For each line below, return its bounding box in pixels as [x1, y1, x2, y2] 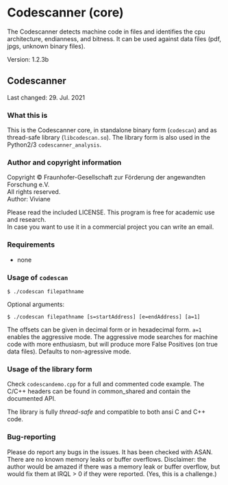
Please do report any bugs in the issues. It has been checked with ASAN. [7, 447, 214, 456]
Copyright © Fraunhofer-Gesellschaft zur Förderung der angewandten [7, 173, 205, 182]
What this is [7, 110, 48, 120]
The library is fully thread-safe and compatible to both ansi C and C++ [7, 408, 206, 416]
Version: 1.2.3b [7, 55, 49, 63]
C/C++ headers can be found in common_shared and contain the [7, 387, 191, 395]
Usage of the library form [7, 364, 92, 374]
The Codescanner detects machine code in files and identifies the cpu [7, 27, 205, 36]
